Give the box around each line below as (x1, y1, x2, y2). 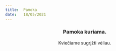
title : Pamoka (5, 7, 37, 12)
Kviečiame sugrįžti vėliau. (58, 39, 111, 45)
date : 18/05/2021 (5, 12, 46, 17)
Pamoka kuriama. (63, 28, 107, 35)
